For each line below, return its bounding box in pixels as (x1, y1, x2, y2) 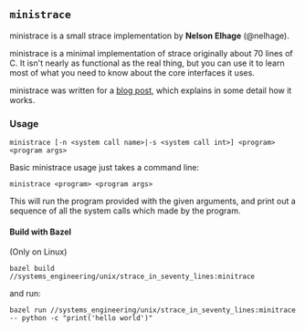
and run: (9, 288, 41, 299)
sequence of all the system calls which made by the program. (9, 205, 241, 216)
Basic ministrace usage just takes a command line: (9, 162, 200, 173)
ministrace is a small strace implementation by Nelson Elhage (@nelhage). (9, 30, 289, 41)
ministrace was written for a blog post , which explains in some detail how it (9, 85, 292, 96)
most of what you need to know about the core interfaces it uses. (9, 67, 256, 78)
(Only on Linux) (9, 246, 68, 257)
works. (9, 94, 36, 105)
